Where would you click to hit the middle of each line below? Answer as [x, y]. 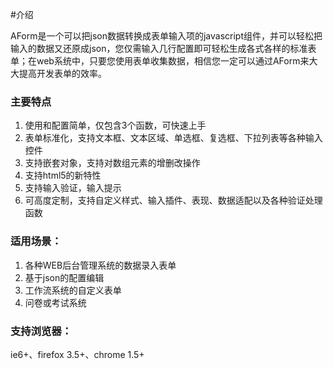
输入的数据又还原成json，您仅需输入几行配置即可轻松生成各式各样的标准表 [163, 48]
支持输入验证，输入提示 [73, 188]
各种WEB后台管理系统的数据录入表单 [100, 265]
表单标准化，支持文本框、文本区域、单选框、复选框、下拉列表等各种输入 [173, 138]
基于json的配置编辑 [64, 277]
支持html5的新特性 [63, 175]
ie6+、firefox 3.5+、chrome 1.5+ [77, 354]
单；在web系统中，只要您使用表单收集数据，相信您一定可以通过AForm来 [160, 61]
